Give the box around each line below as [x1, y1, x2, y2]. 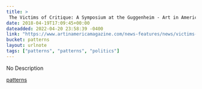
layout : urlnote [6, 43, 47, 49]
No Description [6, 64, 44, 72]
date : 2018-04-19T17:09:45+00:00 [6, 20, 90, 26]
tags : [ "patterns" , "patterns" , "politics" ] [6, 48, 120, 54]
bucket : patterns [6, 37, 50, 43]
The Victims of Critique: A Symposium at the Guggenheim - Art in [8, 14, 179, 20]
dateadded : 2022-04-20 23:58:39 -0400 [6, 25, 103, 32]
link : [6, 31, 20, 37]
